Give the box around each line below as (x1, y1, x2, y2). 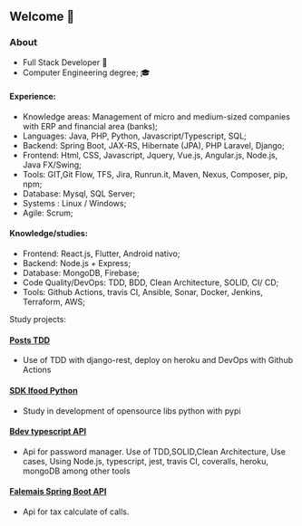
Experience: (9, 91, 56, 102)
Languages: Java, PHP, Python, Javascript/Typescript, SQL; (22, 130, 247, 141)
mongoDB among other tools (22, 465, 131, 476)
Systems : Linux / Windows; (22, 197, 127, 208)
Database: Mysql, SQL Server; (22, 187, 136, 199)
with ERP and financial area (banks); (22, 120, 159, 131)
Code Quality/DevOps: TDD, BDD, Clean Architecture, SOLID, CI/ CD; (22, 277, 279, 288)
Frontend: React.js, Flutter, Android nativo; (22, 248, 180, 259)
